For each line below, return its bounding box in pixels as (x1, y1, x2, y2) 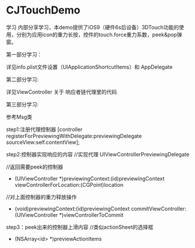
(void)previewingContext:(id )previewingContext (14, 205, 130, 212)
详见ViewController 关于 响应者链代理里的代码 (6, 88, 117, 95)
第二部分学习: (6, 76, 39, 83)
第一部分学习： (6, 51, 42, 58)
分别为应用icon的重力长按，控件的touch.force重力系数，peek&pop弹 (16, 31, 182, 38)
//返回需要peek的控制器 (6, 163, 63, 170)
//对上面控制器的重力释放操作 (6, 193, 78, 200)
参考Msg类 (6, 113, 32, 120)
